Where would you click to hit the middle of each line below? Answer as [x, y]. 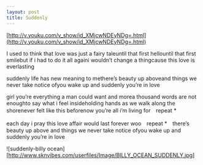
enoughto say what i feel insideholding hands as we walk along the [91, 103]
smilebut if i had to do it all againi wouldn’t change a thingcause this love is [101, 60]
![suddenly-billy [26, 148]
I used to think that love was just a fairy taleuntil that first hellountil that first [101, 53]
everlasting [21, 66]
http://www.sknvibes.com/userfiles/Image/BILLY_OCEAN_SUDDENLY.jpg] [101, 155]
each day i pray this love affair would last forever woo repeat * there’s [98, 123]
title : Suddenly [27, 18]
